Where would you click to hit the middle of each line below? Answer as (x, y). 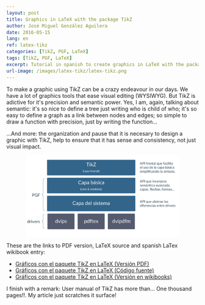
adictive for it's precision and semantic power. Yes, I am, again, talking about (103, 102)
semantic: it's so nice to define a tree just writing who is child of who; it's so (102, 108)
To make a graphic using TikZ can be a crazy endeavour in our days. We (97, 89)
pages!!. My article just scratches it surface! (62, 295)
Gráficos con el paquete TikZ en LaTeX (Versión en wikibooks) (93, 277)
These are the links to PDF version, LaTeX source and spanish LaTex (92, 246)
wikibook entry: (26, 252)
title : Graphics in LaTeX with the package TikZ (69, 19)
